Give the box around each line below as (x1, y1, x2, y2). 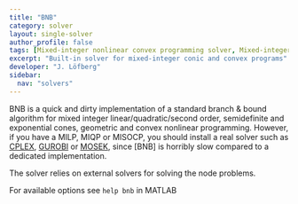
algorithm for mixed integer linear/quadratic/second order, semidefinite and (9, 113, 285, 123)
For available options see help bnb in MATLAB (9, 184, 177, 195)
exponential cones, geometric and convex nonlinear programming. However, (9, 122, 289, 133)
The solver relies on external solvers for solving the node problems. (9, 168, 256, 178)
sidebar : (9, 71, 42, 80)
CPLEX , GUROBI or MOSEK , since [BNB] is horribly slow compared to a (9, 141, 269, 152)
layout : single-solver (9, 29, 93, 38)
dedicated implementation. (9, 150, 107, 161)
